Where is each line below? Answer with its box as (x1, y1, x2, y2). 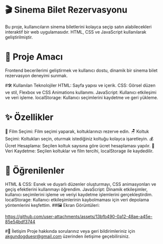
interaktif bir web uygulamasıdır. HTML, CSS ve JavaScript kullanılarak (5, 29, 146, 35)
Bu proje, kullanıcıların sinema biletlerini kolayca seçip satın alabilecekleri (5, 23, 152, 30)
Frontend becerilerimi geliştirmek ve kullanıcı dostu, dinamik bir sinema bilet (5, 67, 158, 73)
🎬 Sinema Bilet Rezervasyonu (5, 4, 128, 16)
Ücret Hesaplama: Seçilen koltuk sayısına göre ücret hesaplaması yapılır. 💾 (5, 142, 155, 148)
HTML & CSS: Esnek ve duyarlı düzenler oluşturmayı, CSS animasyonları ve (5, 181, 157, 187)
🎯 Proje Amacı (5, 51, 63, 62)
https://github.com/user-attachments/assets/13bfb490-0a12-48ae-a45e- (5, 213, 153, 219)
